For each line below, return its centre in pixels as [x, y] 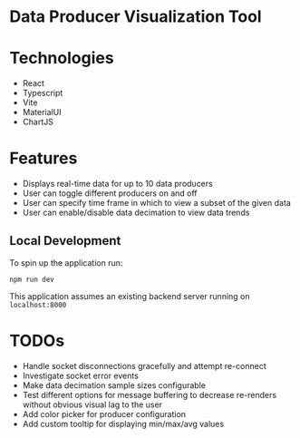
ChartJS [38, 122]
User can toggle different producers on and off [110, 193]
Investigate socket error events [80, 375]
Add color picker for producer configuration [104, 414]
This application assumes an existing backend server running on [130, 296]
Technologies [62, 58]
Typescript [43, 93]
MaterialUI [42, 112]
